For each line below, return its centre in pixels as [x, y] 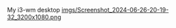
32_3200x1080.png [34, 17]
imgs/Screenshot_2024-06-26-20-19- [115, 10]
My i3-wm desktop [33, 10]
